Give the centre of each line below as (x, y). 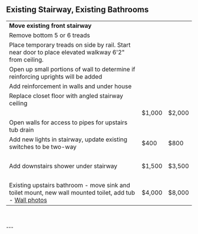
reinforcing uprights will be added (56, 76)
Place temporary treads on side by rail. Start (70, 45)
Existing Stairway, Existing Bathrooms (77, 10)
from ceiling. (27, 60)
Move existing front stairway (50, 25)
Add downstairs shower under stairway (63, 166)
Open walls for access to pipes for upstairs (68, 122)
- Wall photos (28, 200)
